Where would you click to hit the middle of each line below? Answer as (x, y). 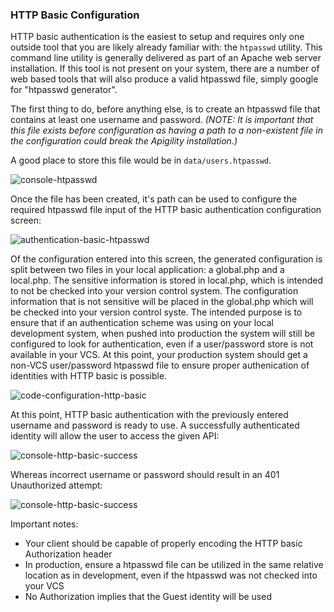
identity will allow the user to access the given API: (115, 436)
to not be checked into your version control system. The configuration (154, 291)
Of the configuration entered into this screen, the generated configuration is (166, 259)
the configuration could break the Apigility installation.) (124, 141)
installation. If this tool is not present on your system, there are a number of (165, 69)
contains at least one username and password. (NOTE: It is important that (162, 120)
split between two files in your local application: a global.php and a (147, 270)
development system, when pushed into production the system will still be (163, 334)
